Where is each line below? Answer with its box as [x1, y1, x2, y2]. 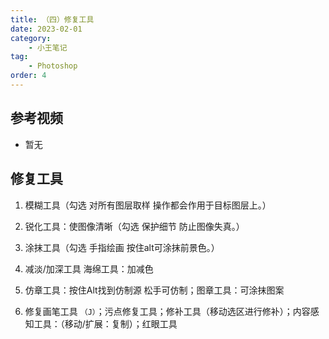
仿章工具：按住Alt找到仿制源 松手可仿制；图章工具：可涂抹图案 [24, 284, 285, 296]
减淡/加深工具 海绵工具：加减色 [24, 262, 154, 275]
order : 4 [10, 71, 47, 81]
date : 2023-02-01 [10, 24, 83, 34]
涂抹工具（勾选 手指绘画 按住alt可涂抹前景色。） [24, 241, 220, 253]
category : [10, 33, 52, 43]
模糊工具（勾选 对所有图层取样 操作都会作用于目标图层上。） [24, 199, 272, 211]
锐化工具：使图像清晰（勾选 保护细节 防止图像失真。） [24, 220, 245, 232]
